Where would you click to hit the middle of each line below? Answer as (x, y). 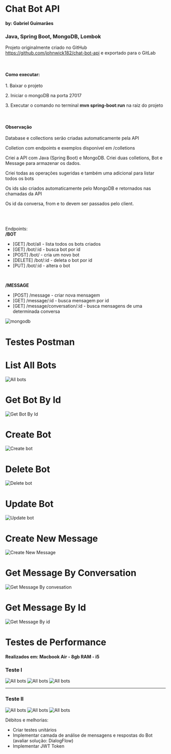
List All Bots (31, 365)
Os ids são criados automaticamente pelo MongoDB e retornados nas (78, 188)
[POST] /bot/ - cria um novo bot (46, 255)
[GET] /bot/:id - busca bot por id (46, 249)
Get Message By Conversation (71, 573)
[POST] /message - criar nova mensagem (56, 295)
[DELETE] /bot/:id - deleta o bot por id (52, 260)
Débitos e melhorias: (27, 720)
